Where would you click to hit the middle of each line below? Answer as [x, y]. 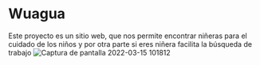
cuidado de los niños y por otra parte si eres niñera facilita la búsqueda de [130, 44]
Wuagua [37, 14]
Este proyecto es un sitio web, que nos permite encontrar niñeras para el [128, 36]
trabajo [20, 52]
